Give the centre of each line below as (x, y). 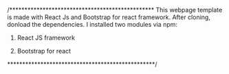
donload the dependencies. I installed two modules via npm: (92, 24)
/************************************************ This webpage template (115, 10)
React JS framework (46, 38)
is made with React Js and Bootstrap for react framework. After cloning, (109, 17)
